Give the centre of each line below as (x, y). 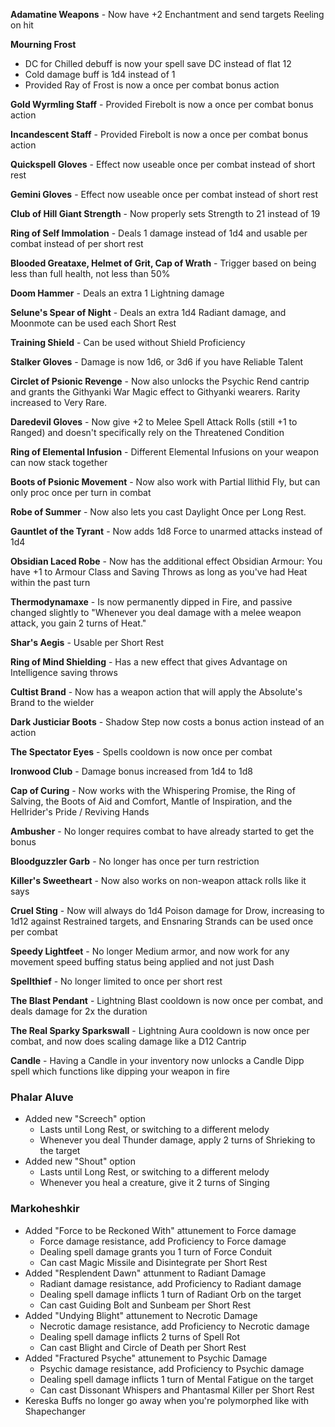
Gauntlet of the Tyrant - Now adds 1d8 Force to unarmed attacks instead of (166, 531)
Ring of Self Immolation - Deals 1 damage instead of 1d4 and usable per (159, 233)
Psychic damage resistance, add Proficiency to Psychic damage (172, 1368)
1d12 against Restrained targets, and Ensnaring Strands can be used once (162, 921)
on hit (22, 25)
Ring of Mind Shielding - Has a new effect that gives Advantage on (149, 662)
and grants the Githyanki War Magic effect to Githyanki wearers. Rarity (155, 392)
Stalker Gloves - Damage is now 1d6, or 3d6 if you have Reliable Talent (157, 362)
